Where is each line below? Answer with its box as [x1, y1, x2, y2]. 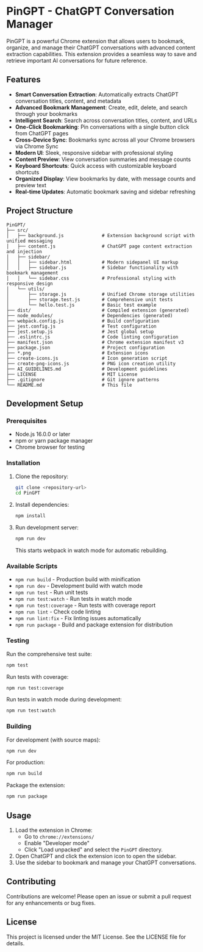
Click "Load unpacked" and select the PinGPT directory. [24, 846, 163, 853]
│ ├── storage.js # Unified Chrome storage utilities [6, 291, 195, 297]
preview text [15, 181, 47, 188]
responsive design [6, 281, 53, 287]
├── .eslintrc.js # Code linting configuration [6, 334, 179, 340]
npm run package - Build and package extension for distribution [15, 621, 173, 629]
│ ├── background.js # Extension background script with [6, 232, 195, 238]
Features [6, 74, 41, 85]
